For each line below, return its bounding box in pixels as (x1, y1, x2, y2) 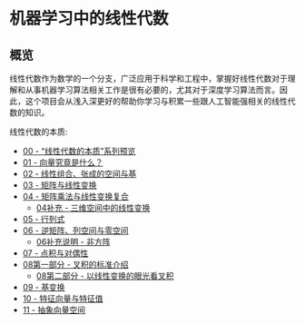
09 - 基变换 (22, 282, 65, 292)
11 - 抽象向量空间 (22, 305, 86, 315)
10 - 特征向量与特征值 (22, 293, 103, 304)
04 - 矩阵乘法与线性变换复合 (22, 191, 129, 201)
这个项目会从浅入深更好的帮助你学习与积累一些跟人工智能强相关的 (25, 96, 272, 106)
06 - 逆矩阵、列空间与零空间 (22, 225, 129, 236)
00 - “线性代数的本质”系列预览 (22, 146, 136, 156)
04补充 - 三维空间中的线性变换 (35, 202, 151, 213)
